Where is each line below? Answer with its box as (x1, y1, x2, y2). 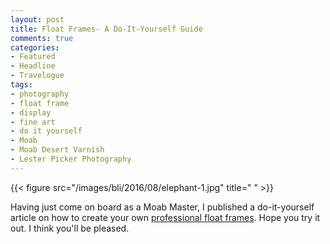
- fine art (10, 117, 56, 127)
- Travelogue (10, 71, 65, 81)
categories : (10, 42, 60, 53)
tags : (10, 80, 33, 90)
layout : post (10, 14, 65, 25)
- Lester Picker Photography (10, 154, 132, 164)
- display (10, 107, 52, 118)
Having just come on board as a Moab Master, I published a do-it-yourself (10, 201, 315, 213)
